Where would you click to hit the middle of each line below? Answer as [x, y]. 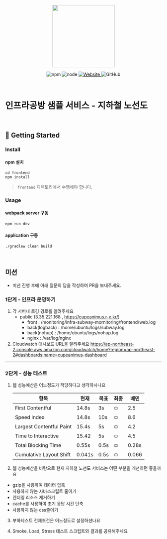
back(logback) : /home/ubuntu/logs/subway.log [76, 327]
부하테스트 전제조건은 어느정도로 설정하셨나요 [56, 521]
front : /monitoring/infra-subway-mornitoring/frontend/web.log [91, 322]
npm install [17, 177]
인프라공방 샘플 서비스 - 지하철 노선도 [77, 106]
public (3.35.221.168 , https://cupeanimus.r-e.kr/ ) [70, 317]
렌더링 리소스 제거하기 [34, 498]
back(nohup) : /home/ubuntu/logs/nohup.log [73, 333]
